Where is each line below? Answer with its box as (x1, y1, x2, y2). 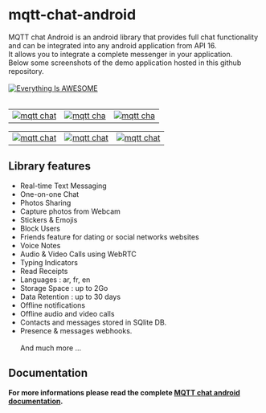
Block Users (19, 223, 60, 233)
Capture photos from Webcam (19, 206, 121, 216)
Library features (8, 159, 91, 174)
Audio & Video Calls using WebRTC (19, 249, 137, 259)
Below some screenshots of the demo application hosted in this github (8, 58, 242, 67)
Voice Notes (19, 240, 61, 250)
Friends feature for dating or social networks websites (19, 231, 199, 242)
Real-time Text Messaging (19, 181, 107, 190)
